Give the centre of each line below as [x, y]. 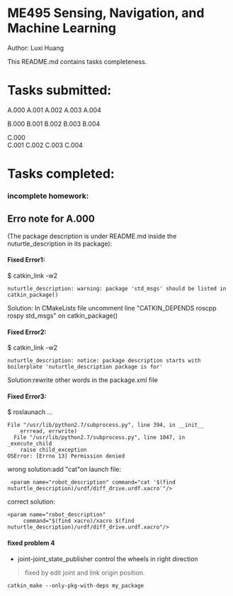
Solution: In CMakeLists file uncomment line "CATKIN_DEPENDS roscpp [112, 308]
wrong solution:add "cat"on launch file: [64, 470]
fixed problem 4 [31, 543]
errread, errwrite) [49, 431]
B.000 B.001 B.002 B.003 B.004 [54, 124]
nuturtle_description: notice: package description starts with [104, 361]
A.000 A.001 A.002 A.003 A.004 [54, 110]
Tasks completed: [61, 174]
